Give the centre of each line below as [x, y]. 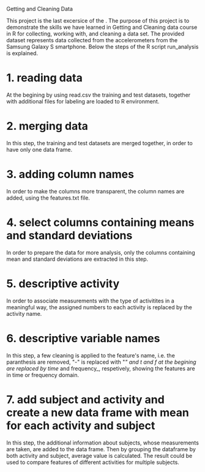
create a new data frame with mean [98, 412]
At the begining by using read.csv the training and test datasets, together [99, 95]
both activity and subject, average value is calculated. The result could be [99, 455]
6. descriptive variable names [83, 338]
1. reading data [44, 78]
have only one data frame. [39, 149]
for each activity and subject [81, 425]
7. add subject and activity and [86, 399]
